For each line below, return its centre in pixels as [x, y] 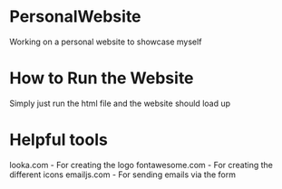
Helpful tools [59, 140]
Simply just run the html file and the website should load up [120, 103]
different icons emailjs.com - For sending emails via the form [122, 175]
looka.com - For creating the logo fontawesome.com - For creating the [141, 165]
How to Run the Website [102, 78]
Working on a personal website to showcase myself [106, 42]
